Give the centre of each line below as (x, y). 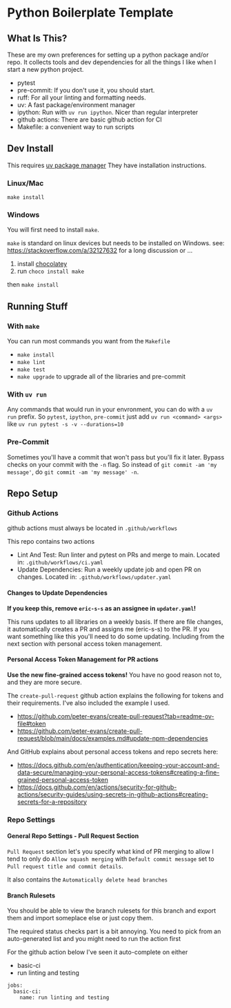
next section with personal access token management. (85, 643)
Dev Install (30, 149)
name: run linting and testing (64, 998)
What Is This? (37, 38)
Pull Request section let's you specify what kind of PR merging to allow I (110, 851)
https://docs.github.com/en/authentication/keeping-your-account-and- (118, 765)
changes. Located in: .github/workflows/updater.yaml (94, 577)
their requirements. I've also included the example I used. (89, 703)
